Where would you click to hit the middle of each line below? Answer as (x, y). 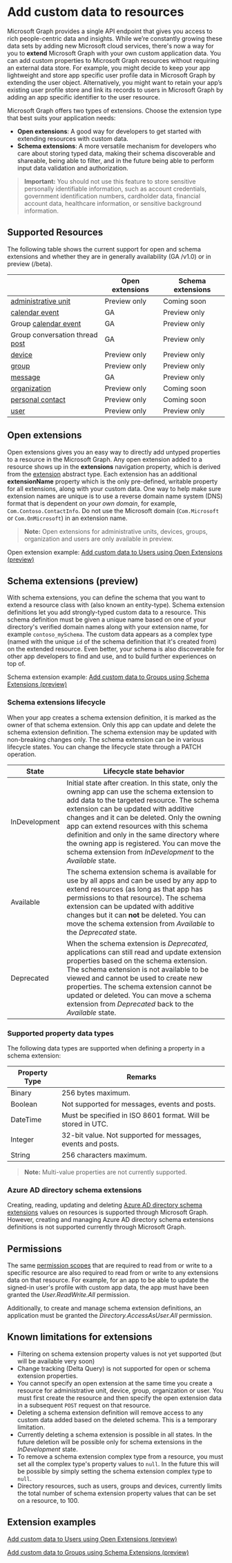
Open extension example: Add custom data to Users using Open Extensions (115, 552)
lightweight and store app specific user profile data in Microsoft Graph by (112, 75)
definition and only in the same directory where (143, 834)
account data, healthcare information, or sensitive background (113, 203)
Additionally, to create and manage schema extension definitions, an (104, 1308)
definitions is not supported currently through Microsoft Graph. (97, 1227)
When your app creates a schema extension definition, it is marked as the (112, 717)
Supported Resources (55, 232)
